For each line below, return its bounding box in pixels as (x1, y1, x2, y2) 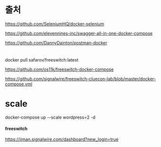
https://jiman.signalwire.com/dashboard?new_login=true (5, 136, 119, 142)
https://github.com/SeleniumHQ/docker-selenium (5, 21, 104, 27)
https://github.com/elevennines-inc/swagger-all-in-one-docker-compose (5, 30, 153, 36)
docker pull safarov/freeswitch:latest (5, 57, 79, 63)
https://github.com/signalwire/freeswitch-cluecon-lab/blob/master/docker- (5, 76, 156, 82)
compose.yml (5, 81, 33, 87)
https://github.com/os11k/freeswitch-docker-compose (5, 66, 114, 72)
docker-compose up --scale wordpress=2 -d (5, 114, 96, 120)
